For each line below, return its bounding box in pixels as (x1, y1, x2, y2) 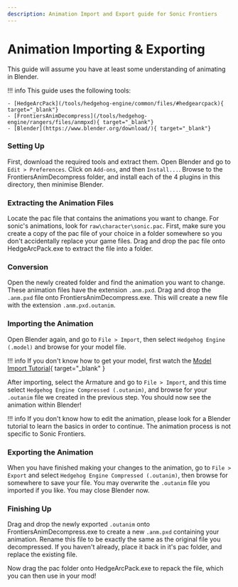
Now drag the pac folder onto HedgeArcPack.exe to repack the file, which (7, 564, 224, 573)
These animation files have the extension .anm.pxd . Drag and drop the (7, 286, 212, 294)
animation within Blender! (7, 400, 82, 409)
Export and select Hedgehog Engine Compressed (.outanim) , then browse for (7, 471, 229, 479)
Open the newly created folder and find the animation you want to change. (7, 279, 225, 287)
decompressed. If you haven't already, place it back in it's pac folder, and (7, 543, 222, 551)
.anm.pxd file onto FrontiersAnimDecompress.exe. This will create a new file (7, 293, 229, 302)
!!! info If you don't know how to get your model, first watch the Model (7, 356, 212, 365)
